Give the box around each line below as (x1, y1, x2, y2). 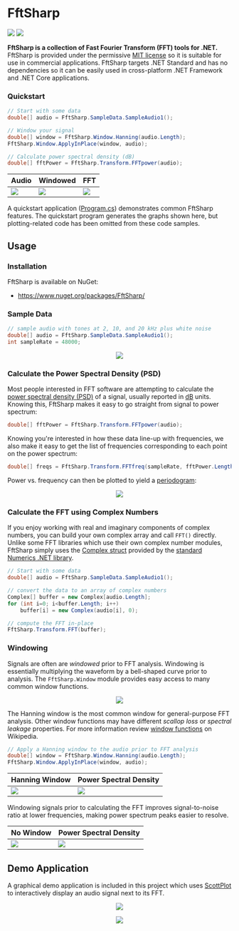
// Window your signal (7, 127, 75, 134)
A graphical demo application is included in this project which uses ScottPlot (7, 881, 232, 890)
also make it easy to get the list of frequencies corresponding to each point (7, 442, 228, 450)
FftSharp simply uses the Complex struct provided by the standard (7, 546, 203, 555)
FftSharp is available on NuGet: (7, 278, 99, 286)
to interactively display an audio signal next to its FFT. (7, 889, 165, 898)
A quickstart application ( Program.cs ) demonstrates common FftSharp (7, 204, 213, 213)
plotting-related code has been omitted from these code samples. (7, 219, 201, 228)
